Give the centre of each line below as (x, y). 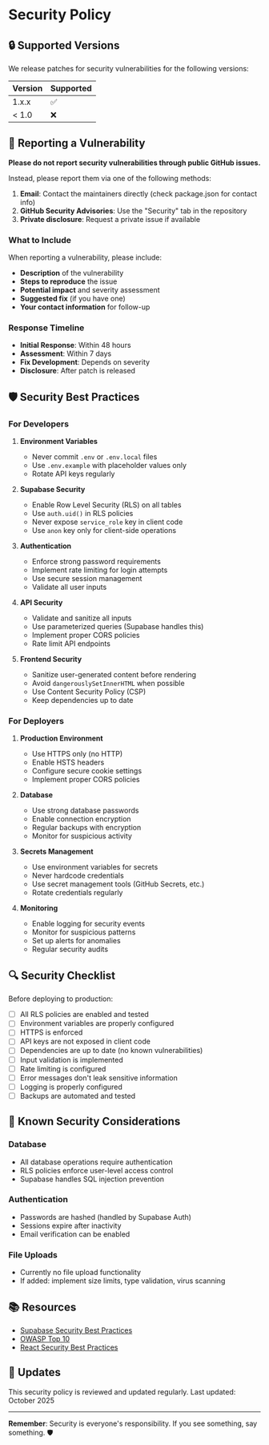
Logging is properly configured (71, 1087)
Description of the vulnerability (72, 273)
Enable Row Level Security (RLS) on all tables (106, 505)
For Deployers (36, 721)
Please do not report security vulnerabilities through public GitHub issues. (134, 163)
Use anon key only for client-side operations (104, 531)
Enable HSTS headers (68, 762)
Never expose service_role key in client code (107, 522)
